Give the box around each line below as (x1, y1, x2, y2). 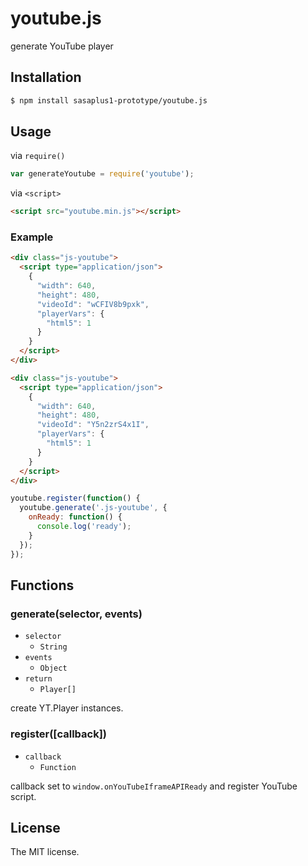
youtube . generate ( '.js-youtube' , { (19, 503, 168, 513)
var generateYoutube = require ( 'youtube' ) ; (10, 169, 195, 179)
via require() (10, 150, 66, 162)
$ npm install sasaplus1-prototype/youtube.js (10, 95, 208, 106)
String (39, 642, 68, 652)
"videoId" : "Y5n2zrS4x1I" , (36, 420, 150, 430)
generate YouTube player (10, 40, 114, 52)
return (24, 674, 53, 684)
